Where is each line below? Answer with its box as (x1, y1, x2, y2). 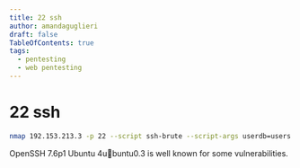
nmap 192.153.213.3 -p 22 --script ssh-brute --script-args (9, 131, 240, 140)
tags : (9, 47, 30, 56)
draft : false (9, 30, 58, 39)
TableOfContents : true (9, 38, 94, 48)
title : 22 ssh (9, 13, 63, 22)
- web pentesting (17, 64, 83, 73)
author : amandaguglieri (9, 22, 99, 31)
